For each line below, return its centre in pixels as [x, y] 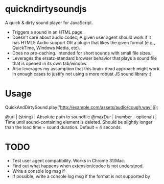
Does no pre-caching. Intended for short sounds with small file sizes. [82, 53]
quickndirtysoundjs [46, 9]
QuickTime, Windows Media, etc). [46, 48]
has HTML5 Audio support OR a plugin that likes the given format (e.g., [83, 42]
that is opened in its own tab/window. [50, 63]
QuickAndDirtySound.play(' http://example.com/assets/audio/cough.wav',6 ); [82, 107]
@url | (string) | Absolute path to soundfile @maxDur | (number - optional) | [81, 117]
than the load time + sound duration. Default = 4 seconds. [64, 127]
